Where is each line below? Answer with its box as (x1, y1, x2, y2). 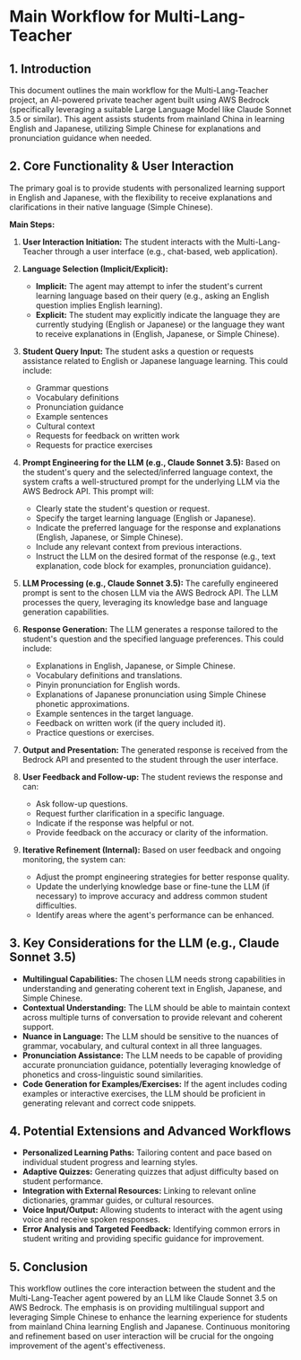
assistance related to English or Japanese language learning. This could (21, 355, 288, 366)
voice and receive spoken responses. (21, 1214, 161, 1225)
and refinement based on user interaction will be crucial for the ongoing (9, 1331, 274, 1342)
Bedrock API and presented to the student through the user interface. (21, 754, 279, 764)
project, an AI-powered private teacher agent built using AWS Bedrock (9, 94, 270, 105)
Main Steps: (9, 218, 56, 230)
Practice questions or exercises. (35, 727, 155, 737)
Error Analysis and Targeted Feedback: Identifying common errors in (21, 1223, 280, 1234)
